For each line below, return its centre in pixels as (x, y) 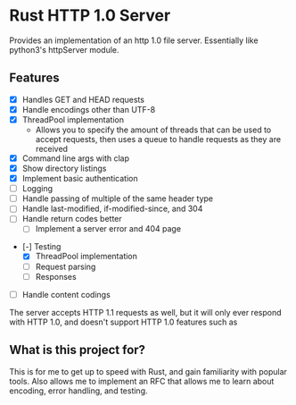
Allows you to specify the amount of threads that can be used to (153, 130)
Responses (56, 276)
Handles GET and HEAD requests (83, 99)
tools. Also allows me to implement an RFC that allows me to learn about (142, 381)
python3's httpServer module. (64, 49)
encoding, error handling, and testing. (79, 391)
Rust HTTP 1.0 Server (90, 16)
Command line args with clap (76, 158)
